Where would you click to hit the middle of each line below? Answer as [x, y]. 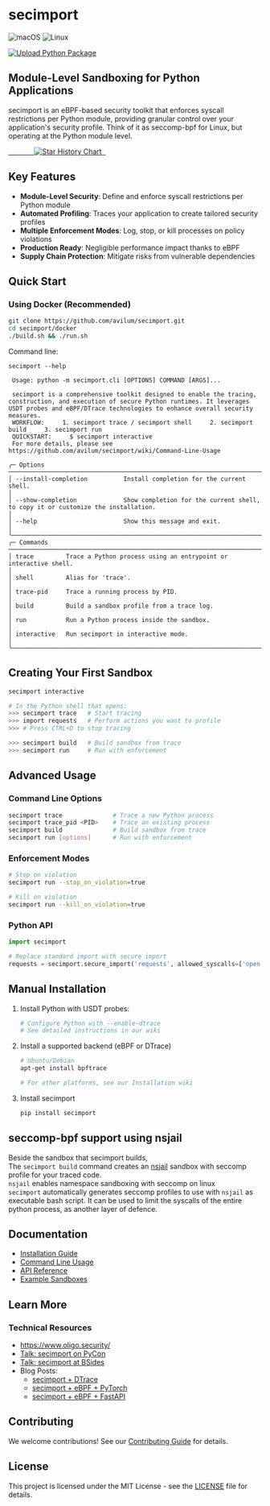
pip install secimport [58, 1113]
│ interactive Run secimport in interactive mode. [98, 634]
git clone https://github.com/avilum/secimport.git [96, 321]
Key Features [42, 177]
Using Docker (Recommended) [70, 304]
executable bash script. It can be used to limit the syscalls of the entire [125, 1200]
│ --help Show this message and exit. [115, 521]
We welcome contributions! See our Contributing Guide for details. [119, 1441]
